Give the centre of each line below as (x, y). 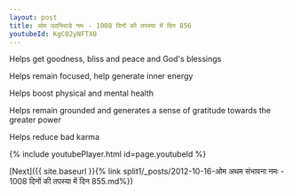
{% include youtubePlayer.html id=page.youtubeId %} (108, 154)
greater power (35, 120)
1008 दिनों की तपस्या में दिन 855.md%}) (71, 182)
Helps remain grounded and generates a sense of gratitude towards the (140, 111)
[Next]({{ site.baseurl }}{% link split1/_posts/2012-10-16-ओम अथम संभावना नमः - (147, 171)
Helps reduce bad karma (55, 137)
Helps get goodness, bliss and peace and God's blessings (115, 59)
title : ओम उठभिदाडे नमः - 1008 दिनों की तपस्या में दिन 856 (101, 26)
